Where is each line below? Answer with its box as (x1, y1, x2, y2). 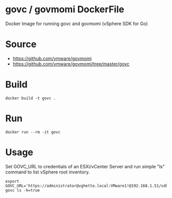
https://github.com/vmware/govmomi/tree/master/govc (12, 60, 130, 67)
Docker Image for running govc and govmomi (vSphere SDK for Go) (5, 20, 148, 27)
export (5, 179, 19, 184)
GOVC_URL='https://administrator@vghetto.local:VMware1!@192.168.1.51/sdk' (5, 183, 170, 188)
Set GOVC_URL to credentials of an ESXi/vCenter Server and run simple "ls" (5, 163, 165, 169)
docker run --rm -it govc (5, 129, 60, 135)
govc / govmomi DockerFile (5, 4, 124, 15)
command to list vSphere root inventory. (5, 169, 90, 175)
